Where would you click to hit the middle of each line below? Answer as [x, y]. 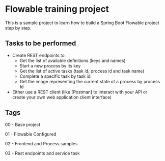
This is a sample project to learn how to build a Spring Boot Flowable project [82, 23]
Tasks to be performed [41, 44]
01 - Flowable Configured [31, 134]
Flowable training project [57, 9]
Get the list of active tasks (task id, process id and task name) [82, 71]
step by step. [18, 28]
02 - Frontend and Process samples [41, 143]
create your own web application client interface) [62, 97]
